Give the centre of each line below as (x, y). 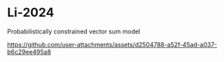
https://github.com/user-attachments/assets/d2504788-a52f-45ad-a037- (112, 44)
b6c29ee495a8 (29, 52)
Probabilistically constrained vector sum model (74, 31)
